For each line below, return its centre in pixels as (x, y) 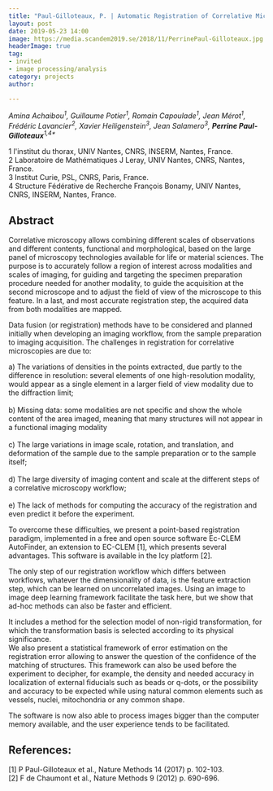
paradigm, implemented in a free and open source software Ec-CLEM (125, 538)
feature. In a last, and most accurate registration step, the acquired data (129, 301)
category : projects (41, 77)
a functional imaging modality (58, 428)
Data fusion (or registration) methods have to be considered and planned (131, 325)
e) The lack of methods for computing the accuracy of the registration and (133, 505)
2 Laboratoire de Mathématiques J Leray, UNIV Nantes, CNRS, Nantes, (127, 160)
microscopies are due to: (50, 351)
